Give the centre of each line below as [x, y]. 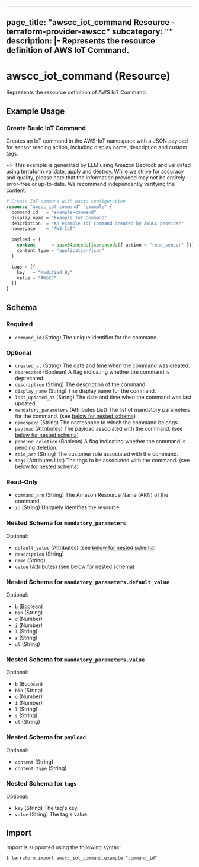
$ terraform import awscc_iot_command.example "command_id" [82, 858]
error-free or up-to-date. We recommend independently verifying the [91, 184]
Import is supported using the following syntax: [64, 847]
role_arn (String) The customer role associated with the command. [97, 454]
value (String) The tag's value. [52, 814]
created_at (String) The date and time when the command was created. [102, 365]
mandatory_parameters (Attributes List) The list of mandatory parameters [102, 410]
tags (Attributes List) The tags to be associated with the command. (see [102, 461]
